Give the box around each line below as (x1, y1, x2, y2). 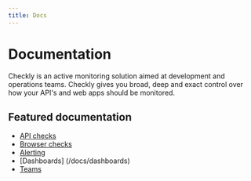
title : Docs (8, 11, 47, 20)
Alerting (19, 148, 45, 157)
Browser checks (19, 139, 72, 149)
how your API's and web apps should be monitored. (8, 88, 175, 97)
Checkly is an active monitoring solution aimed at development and (8, 71, 225, 81)
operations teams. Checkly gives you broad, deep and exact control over (8, 79, 243, 89)
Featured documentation (8, 110, 132, 124)
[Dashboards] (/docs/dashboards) (19, 156, 131, 165)
